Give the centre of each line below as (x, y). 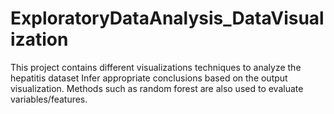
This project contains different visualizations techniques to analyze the (156, 67)
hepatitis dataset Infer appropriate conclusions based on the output (149, 78)
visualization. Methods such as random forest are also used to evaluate (157, 88)
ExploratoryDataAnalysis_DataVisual (167, 18)
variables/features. (49, 99)
